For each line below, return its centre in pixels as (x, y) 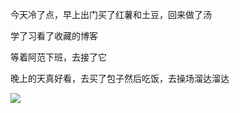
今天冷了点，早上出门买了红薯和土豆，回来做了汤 (111, 14)
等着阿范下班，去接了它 (58, 57)
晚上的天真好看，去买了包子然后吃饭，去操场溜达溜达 (120, 78)
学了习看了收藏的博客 (54, 36)
